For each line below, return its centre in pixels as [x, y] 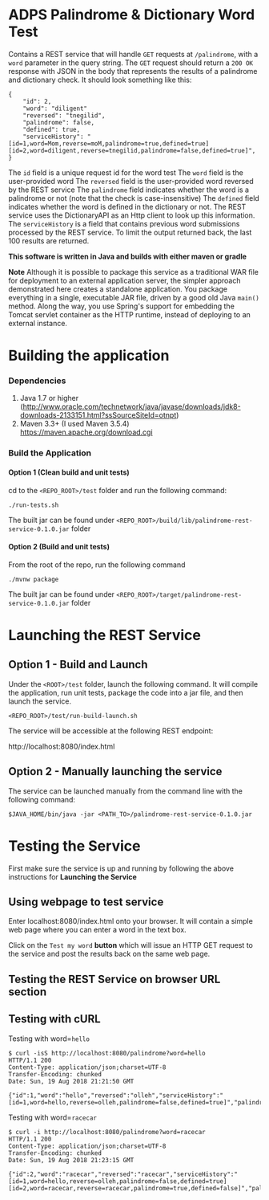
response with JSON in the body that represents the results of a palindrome [133, 71]
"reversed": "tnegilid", [64, 115]
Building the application [89, 356]
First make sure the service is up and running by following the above [121, 868]
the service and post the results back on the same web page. [109, 954]
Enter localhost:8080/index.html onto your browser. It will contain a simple [131, 921]
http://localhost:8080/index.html [62, 746]
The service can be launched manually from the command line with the [125, 791]
